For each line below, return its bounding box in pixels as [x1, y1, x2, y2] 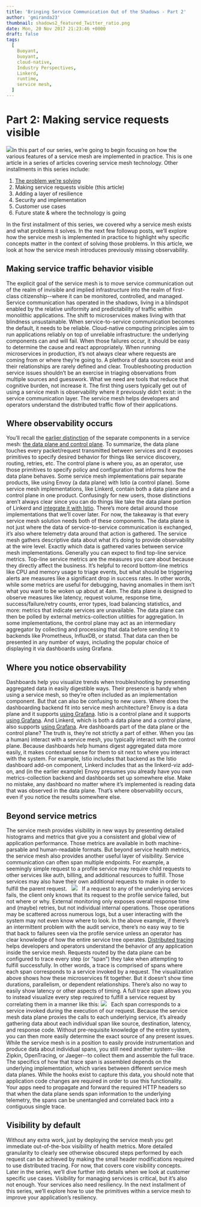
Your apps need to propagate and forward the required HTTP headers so [6, 1084, 187, 1091]
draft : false [6, 31, 39, 37]
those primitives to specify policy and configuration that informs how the [6, 466, 186, 474]
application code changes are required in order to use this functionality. [6, 1077, 183, 1085]
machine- [158, 840, 182, 847]
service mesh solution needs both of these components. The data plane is [6, 518, 190, 525]
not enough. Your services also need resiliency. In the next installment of [6, 1181, 186, 1188]
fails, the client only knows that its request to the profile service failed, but [6, 891, 189, 899]
